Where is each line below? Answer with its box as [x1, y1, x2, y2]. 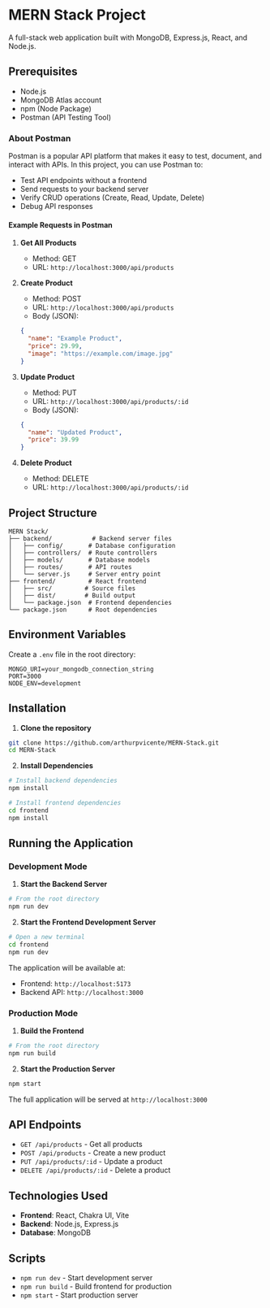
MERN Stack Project [8, 6, 146, 24]
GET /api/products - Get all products [19, 1140, 144, 1149]
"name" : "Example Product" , [28, 335, 123, 343]
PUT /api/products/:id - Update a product [19, 1157, 163, 1167]
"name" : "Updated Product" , [28, 428, 123, 437]
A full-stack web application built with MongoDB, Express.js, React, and [8, 33, 248, 42]
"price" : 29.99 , [28, 342, 83, 350]
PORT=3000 [8, 672, 42, 680]
